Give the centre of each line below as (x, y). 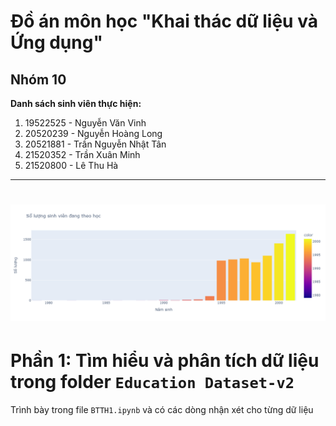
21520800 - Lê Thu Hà (71, 165)
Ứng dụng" (56, 42)
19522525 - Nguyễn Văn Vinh (85, 123)
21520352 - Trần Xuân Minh (82, 154)
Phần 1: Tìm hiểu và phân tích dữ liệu (165, 361)
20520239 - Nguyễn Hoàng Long (93, 133)
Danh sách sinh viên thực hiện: (76, 103)
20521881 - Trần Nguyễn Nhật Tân (95, 144)
